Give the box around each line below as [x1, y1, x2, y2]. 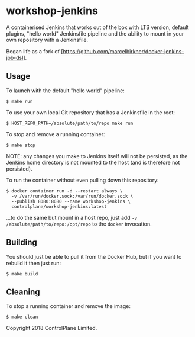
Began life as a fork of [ [6, 47, 63, 54]
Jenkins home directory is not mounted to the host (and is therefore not [6, 159, 180, 166]
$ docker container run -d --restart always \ [6, 188, 123, 194]
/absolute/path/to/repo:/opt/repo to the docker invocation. [6, 220, 152, 227]
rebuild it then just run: [6, 259, 61, 267]
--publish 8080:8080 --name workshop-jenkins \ [11, 198, 131, 204]
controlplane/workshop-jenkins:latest [11, 203, 108, 210]
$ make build [6, 271, 38, 277]
